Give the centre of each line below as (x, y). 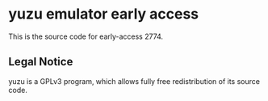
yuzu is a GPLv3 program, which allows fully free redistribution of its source (134, 81)
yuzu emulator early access (104, 14)
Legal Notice (41, 62)
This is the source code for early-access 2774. (86, 36)
